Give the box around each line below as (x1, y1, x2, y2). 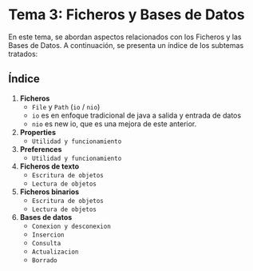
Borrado (31, 256, 57, 265)
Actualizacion (31, 248, 79, 256)
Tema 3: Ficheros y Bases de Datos (8, 6, 245, 24)
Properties (19, 127, 57, 137)
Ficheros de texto (19, 161, 80, 171)
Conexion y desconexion (31, 222, 112, 230)
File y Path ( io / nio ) (31, 102, 101, 111)
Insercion (31, 230, 65, 239)
